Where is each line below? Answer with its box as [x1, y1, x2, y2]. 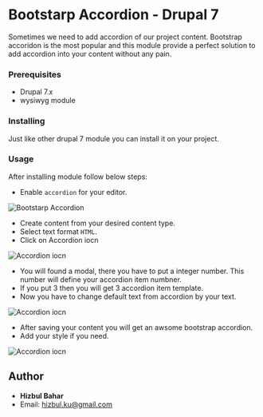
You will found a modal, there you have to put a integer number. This [19, 266, 245, 276]
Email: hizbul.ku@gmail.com [19, 399, 113, 409]
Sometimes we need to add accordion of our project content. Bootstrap [8, 32, 243, 42]
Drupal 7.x [19, 87, 53, 97]
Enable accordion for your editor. [19, 187, 128, 197]
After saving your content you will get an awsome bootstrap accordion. [19, 322, 253, 332]
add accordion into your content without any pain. [8, 49, 172, 58]
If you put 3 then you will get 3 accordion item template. [19, 283, 204, 292]
